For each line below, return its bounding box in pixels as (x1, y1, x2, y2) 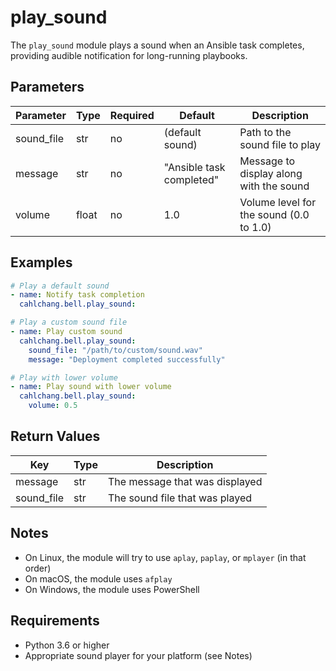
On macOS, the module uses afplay (24, 572, 173, 585)
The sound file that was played (107, 491, 252, 505)
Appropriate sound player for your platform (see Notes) (24, 649, 253, 661)
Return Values (10, 428, 101, 445)
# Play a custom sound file (10, 317, 128, 328)
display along (239, 166, 303, 180)
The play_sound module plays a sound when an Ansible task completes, (10, 39, 305, 51)
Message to (239, 154, 296, 168)
